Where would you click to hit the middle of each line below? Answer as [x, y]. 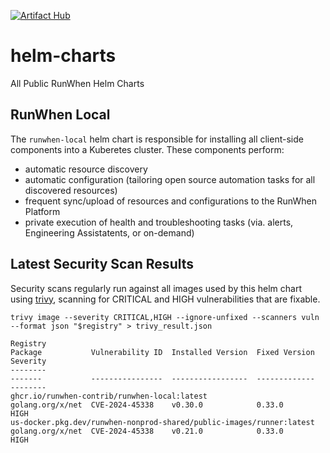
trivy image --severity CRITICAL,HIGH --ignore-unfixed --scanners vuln [165, 317]
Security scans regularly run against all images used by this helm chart [156, 288]
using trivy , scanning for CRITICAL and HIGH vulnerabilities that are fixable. [165, 299]
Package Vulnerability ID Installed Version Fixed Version [162, 352]
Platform [42, 211]
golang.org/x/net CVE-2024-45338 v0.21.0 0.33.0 [147, 431]
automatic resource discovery [86, 169]
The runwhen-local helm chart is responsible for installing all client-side [157, 139]
